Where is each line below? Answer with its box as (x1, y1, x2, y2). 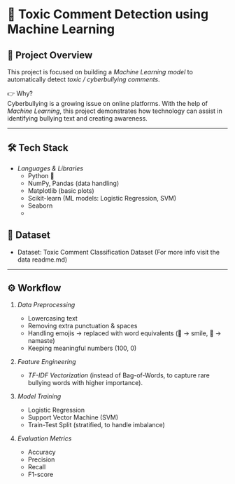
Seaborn (27, 201, 53, 210)
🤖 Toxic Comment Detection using (7, 6, 208, 22)
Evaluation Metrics (17, 434, 72, 443)
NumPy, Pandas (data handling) (27, 179, 120, 187)
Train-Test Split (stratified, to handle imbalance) (27, 421, 166, 429)
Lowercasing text (27, 314, 78, 323)
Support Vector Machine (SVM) (27, 413, 119, 422)
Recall (27, 463, 46, 471)
